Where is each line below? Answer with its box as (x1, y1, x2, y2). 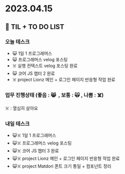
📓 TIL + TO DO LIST (5, 23, 64, 31)
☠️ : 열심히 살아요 (5, 105, 38, 111)
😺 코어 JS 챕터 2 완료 (12, 70, 55, 76)
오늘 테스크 (5, 38, 30, 45)
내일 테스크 (5, 120, 30, 127)
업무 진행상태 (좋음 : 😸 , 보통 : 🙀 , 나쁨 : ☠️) (5, 92, 104, 99)
